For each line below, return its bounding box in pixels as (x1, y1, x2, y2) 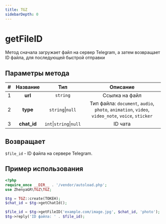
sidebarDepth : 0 (5, 12, 39, 17)
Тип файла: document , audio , (89, 100, 155, 107)
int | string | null (44, 121, 81, 128)
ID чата (113, 121, 131, 128)
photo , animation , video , (94, 106, 150, 113)
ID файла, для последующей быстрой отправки (5, 55, 105, 61)
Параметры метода (5, 69, 70, 77)
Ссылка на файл (102, 92, 142, 99)
